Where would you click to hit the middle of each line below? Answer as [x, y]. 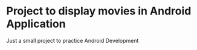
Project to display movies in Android [99, 11]
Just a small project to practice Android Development [73, 40]
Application [36, 24]
